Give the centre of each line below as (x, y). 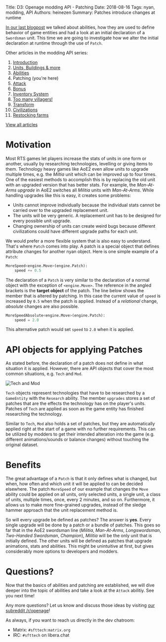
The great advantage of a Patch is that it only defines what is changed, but (81, 479)
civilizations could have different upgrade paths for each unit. (75, 231)
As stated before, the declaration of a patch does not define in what (75, 363)
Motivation (28, 145)
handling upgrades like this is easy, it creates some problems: (68, 195)
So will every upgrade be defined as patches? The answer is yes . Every (79, 520)
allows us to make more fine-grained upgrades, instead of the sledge (76, 505)
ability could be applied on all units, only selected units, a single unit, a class (83, 494)
